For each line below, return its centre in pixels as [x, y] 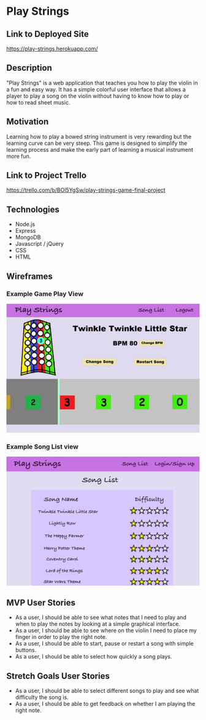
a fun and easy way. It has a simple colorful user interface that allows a [96, 89]
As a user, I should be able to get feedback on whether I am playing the [105, 704]
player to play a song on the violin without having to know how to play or [98, 96]
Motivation [28, 122]
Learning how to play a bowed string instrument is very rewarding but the [99, 136]
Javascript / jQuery [40, 244]
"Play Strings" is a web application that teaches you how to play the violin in [102, 83]
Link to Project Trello [47, 175]
